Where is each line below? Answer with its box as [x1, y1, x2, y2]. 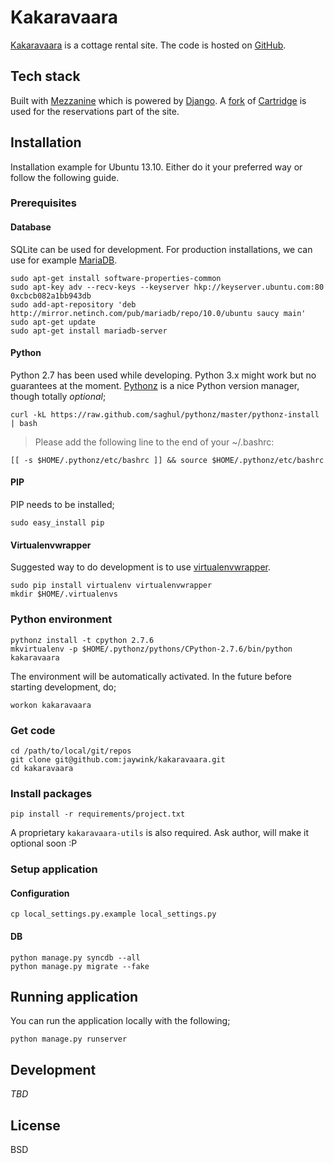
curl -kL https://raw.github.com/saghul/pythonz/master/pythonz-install [10, 409, 320, 420]
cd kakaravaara [10, 763, 74, 773]
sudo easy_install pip [10, 518, 105, 528]
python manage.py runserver [10, 1034, 128, 1045]
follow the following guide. [10, 171, 120, 183]
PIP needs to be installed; [10, 499, 115, 511]
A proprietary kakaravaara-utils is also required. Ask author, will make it [10, 827, 310, 839]
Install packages [10, 786, 93, 800]
